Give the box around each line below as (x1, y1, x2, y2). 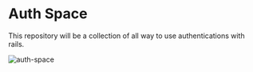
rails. (8, 39, 25, 48)
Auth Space (8, 5, 88, 23)
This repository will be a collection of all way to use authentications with (8, 31, 245, 40)
